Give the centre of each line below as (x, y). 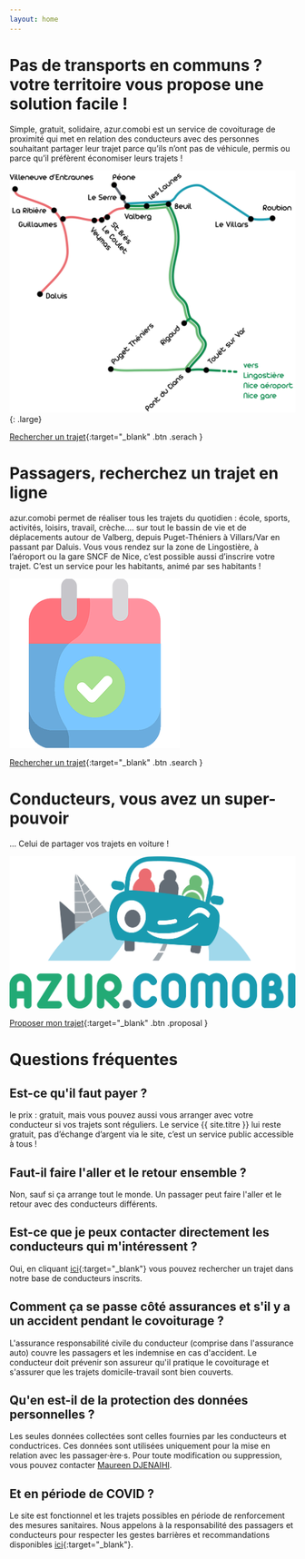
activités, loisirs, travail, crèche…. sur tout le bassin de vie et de (128, 528)
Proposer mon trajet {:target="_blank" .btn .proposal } (109, 1023)
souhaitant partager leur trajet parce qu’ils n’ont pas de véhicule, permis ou (150, 148)
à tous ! (24, 1144)
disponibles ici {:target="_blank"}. (72, 1544)
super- (250, 799)
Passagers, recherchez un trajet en (144, 473)
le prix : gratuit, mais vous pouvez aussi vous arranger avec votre (132, 1115)
